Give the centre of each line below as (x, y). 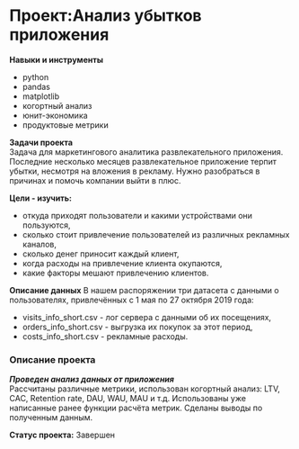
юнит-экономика (55, 115)
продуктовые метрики (66, 125)
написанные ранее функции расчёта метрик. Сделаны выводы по (136, 408)
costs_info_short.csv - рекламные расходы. (105, 336)
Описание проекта (53, 359)
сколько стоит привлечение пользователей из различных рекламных (156, 234)
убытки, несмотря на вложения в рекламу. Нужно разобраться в (135, 171)
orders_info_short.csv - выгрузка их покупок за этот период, (137, 327)
